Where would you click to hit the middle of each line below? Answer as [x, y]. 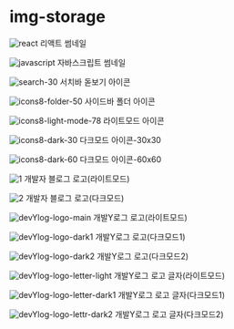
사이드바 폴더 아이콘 [120, 101]
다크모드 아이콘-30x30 [121, 139]
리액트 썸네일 [63, 43]
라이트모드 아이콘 [134, 120]
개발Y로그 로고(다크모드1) [140, 236]
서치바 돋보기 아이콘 [95, 82]
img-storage [58, 17]
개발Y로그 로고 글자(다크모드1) [172, 294]
